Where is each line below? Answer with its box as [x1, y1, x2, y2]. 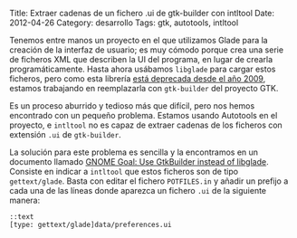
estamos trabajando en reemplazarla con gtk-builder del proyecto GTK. [9, 83, 279, 93]
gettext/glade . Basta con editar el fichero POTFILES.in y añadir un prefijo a [9, 176, 289, 186]
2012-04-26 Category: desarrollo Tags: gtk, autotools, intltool [9, 17, 239, 28]
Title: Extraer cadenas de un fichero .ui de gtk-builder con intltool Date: [9, 8, 274, 18]
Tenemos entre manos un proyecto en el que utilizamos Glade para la [9, 35, 269, 45]
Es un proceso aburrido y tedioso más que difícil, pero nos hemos [9, 100, 255, 111]
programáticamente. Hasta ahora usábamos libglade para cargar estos [9, 63, 276, 74]
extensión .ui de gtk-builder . [9, 129, 121, 139]
